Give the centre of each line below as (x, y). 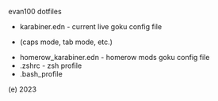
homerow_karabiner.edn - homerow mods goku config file (115, 57)
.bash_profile (41, 74)
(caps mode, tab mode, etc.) (66, 42)
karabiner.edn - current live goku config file (91, 26)
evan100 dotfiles (35, 11)
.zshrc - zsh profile (51, 65)
